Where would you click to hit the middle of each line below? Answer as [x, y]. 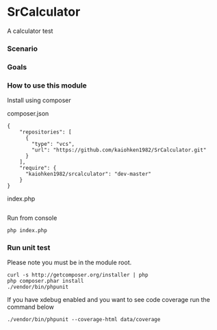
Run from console [32, 218]
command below [31, 307]
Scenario [22, 49]
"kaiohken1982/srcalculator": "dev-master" [88, 174]
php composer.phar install [46, 281]
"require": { [38, 168]
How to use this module [47, 85]
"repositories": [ [46, 132]
